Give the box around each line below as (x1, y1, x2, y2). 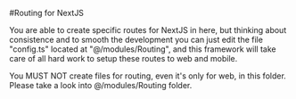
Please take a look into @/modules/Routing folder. (9, 80, 193, 90)
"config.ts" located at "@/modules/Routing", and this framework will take (9, 44, 276, 54)
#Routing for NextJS (9, 8, 85, 18)
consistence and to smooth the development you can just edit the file (9, 35, 263, 45)
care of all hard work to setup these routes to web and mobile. (9, 54, 238, 63)
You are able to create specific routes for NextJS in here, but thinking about (9, 25, 287, 35)
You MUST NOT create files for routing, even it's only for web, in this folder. (9, 70, 287, 81)
